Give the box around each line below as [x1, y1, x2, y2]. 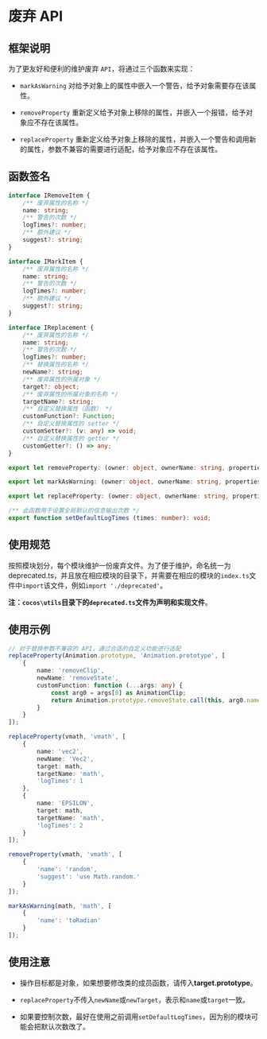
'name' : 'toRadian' [37, 917, 102, 925]
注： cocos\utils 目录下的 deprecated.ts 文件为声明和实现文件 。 [8, 597, 212, 607]
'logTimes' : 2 [37, 821, 83, 829]
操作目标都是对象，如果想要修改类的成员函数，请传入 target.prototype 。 [19, 978, 257, 987]
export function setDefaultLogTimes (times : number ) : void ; [8, 514, 212, 522]
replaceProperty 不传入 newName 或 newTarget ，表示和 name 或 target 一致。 [19, 994, 250, 1004]
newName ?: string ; [22, 368, 83, 376]
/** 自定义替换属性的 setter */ [22, 420, 120, 428]
